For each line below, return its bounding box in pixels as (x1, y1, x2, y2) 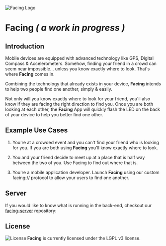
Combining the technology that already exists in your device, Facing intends (5, 81, 162, 87)
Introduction (5, 42, 45, 50)
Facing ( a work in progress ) (5, 22, 125, 33)
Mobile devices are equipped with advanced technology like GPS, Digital (5, 55, 154, 61)
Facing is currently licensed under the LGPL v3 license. (27, 235, 141, 242)
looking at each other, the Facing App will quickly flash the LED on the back (5, 106, 160, 112)
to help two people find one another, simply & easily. (5, 86, 113, 92)
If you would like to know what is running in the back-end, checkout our (5, 202, 152, 208)
